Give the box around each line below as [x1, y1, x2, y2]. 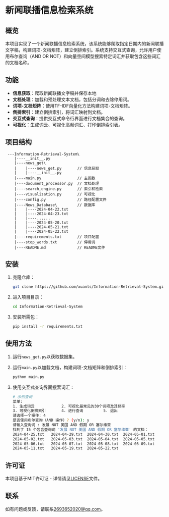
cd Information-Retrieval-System [12, 304, 83, 309]
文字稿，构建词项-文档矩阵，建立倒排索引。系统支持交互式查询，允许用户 [5, 47, 157, 53]
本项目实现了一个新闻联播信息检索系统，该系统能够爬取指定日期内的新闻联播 [5, 41, 164, 46]
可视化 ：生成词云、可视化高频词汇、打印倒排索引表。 [12, 122, 123, 128]
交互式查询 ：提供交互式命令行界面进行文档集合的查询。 [12, 115, 127, 121]
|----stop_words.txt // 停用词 [14, 239, 96, 245]
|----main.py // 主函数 [14, 175, 96, 181]
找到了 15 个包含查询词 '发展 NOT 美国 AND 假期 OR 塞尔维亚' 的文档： [12, 427, 148, 432]
